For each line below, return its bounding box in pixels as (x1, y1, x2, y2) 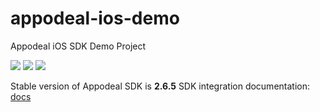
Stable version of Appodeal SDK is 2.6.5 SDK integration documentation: (10, 80, 310, 92)
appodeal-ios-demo (10, 7, 180, 30)
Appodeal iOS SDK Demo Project (10, 40, 147, 52)
